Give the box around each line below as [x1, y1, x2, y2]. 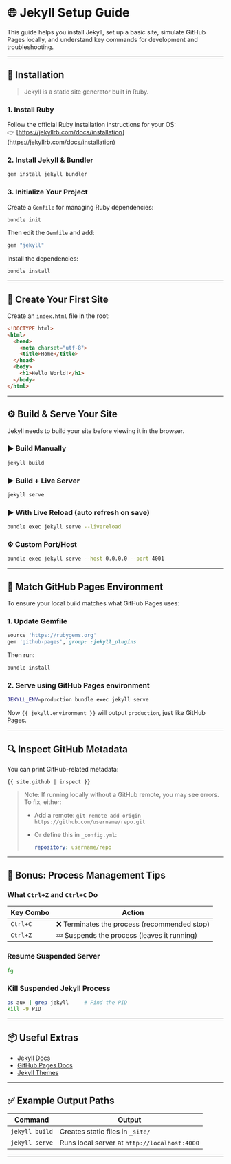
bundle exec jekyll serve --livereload [7, 523, 122, 530]
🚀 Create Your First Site [7, 293, 109, 305]
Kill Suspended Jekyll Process [7, 983, 111, 993]
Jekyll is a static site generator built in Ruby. [23, 88, 149, 96]
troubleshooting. [7, 43, 54, 51]
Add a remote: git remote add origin [34, 811, 141, 819]
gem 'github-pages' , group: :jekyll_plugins [7, 639, 137, 645]
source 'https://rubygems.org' [7, 632, 97, 639]
